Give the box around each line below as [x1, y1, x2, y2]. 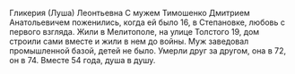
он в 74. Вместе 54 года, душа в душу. [9, 55, 156, 65]
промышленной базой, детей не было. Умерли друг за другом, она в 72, [9, 45, 287, 56]
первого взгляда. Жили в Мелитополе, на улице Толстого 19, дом [9, 27, 260, 37]
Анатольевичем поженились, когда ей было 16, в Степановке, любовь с [9, 17, 285, 28]
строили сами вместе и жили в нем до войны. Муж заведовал [9, 36, 249, 46]
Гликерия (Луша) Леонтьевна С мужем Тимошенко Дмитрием [9, 8, 251, 18]
